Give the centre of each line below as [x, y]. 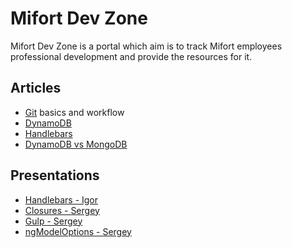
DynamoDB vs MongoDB [76, 144]
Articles [36, 88]
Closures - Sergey [62, 210]
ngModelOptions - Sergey [78, 231]
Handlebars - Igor [61, 199]
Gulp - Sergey [53, 221]
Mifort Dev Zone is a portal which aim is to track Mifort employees [146, 46]
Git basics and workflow [74, 112]
